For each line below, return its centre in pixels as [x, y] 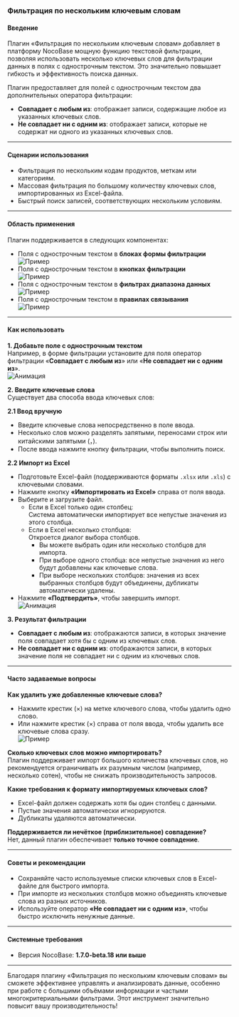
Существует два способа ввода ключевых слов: [81, 397]
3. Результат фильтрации [47, 619]
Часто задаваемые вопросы [52, 679]
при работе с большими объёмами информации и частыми [98, 991]
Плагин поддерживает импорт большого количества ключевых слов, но [118, 760]
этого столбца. [51, 522]
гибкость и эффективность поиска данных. [73, 74]
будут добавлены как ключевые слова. [99, 567]
